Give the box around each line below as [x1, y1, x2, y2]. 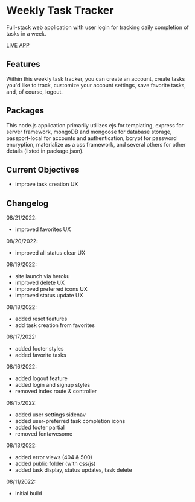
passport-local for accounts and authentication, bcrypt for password [6, 134, 177, 142]
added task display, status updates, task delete [14, 466, 132, 474]
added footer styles [14, 345, 64, 352]
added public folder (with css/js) [14, 460, 96, 468]
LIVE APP [6, 42, 30, 49]
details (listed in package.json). [6, 147, 84, 154]
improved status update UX [14, 292, 83, 299]
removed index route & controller [14, 387, 97, 395]
